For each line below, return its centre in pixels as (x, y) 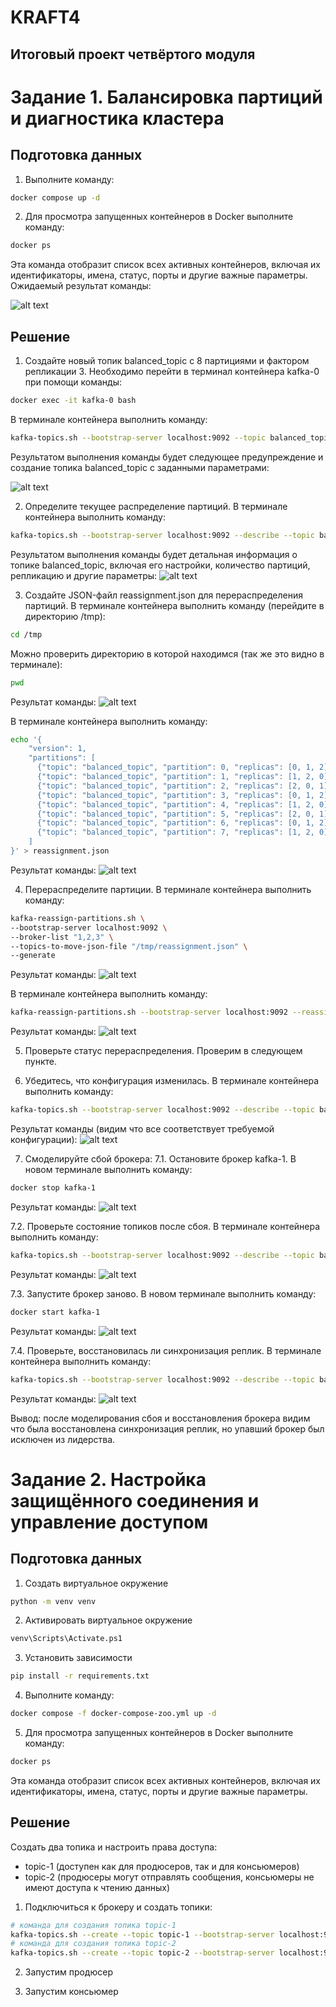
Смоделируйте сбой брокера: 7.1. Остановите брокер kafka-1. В (160, 1159)
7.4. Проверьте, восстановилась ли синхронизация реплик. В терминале (166, 1350)
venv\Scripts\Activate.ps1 (66, 1639)
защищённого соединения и (135, 1500)
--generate (33, 956)
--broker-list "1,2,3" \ (62, 937)
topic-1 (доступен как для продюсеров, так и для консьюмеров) (162, 1866)
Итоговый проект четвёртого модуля (133, 54)
